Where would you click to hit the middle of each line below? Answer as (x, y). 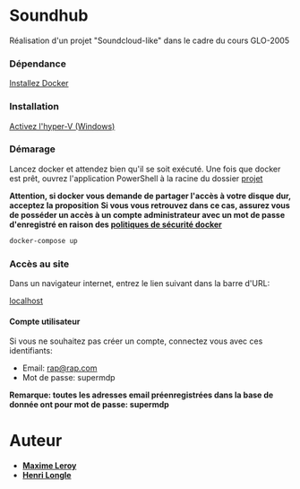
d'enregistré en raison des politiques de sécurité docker (116, 224)
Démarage (33, 149)
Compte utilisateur (45, 321)
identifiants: (31, 351)
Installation (34, 107)
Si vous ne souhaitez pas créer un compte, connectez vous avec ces (136, 341)
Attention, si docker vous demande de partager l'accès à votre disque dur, (150, 196)
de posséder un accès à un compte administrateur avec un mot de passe (147, 214)
